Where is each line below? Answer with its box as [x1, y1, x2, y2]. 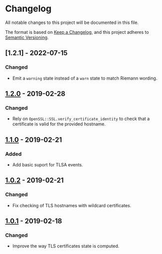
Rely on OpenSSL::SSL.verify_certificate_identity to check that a [12, 116, 150, 122]
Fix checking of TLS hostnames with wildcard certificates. [12, 202, 132, 208]
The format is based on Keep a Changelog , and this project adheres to [5, 29, 149, 35]
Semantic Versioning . [5, 34, 49, 40]
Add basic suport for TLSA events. [12, 162, 83, 167]
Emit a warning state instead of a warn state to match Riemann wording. [12, 75, 158, 81]
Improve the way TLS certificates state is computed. [12, 243, 119, 249]
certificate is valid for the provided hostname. [12, 121, 106, 127]
